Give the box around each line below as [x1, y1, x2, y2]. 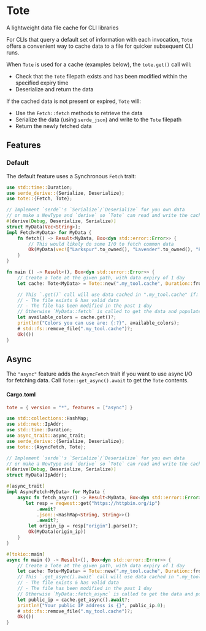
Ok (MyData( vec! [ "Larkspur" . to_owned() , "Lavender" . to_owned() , [28, 246, 193, 253]
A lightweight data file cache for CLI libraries [6, 24, 119, 31]
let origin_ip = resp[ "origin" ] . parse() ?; [28, 523, 139, 529]
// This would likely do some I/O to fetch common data [28, 241, 174, 247]
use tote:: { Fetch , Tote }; [6, 195, 72, 202]
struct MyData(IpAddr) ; [6, 472, 67, 478]
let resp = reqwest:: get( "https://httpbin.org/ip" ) [25, 500, 161, 506]
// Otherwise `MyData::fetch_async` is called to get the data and [17, 591, 193, 597]
